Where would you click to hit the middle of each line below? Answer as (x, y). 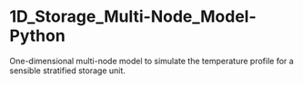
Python (37, 36)
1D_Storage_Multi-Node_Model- (133, 17)
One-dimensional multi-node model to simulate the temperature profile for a (151, 61)
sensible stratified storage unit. (67, 71)
